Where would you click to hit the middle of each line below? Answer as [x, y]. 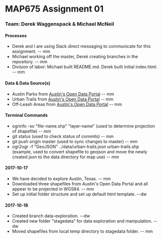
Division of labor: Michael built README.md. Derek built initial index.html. [85, 67]
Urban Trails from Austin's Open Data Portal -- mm [63, 99]
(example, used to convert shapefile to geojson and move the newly [80, 151]
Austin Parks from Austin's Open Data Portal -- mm [63, 94]
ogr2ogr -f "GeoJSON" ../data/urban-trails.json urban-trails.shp [75, 147]
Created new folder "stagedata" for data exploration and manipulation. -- [85, 221]
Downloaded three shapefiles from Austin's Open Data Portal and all [80, 184]
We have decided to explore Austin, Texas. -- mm [61, 179]
